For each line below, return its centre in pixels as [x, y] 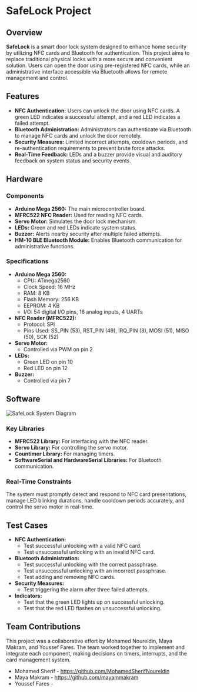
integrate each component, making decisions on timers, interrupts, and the [96, 653]
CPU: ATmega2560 [47, 280]
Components [25, 196]
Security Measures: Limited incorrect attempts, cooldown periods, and [101, 142]
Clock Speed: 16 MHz [49, 287]
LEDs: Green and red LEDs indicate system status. [76, 227]
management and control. [37, 78]
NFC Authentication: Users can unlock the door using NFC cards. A [97, 111]
